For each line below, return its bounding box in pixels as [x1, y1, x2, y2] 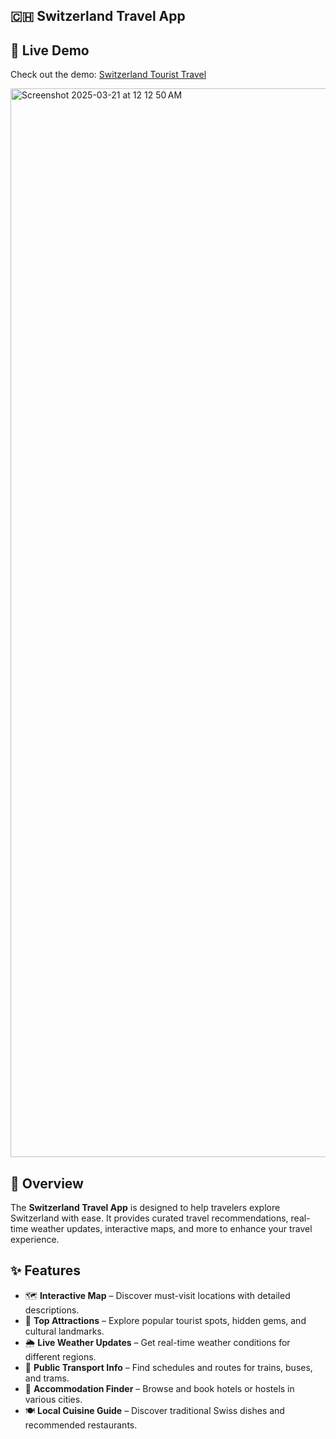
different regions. [24, 1350, 97, 1363]
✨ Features [10, 1262, 81, 1279]
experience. [10, 1234, 60, 1246]
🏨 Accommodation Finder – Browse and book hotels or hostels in [24, 1382, 295, 1394]
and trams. [24, 1372, 70, 1384]
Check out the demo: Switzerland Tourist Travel [10, 69, 207, 81]
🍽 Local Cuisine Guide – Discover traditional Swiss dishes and [24, 1404, 285, 1416]
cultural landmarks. [24, 1325, 105, 1337]
